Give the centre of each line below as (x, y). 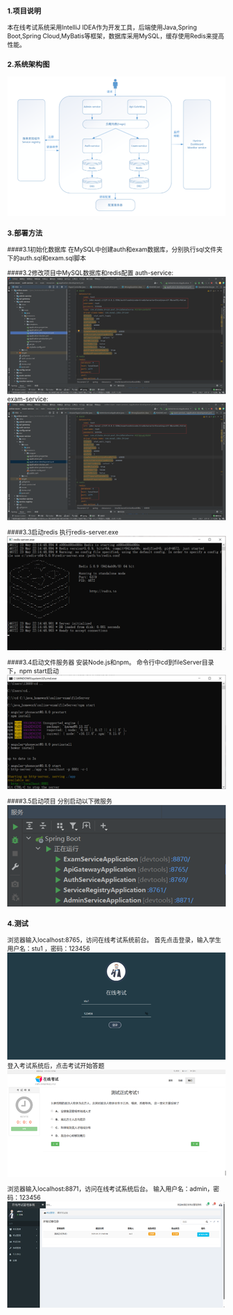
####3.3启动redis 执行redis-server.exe (63, 532)
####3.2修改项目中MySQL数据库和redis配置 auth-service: (90, 273)
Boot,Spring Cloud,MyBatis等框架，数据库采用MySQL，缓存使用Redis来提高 (116, 36)
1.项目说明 (24, 10)
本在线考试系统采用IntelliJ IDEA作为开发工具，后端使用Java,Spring (102, 27)
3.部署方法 (25, 232)
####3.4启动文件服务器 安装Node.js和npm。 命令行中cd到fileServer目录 (111, 662)
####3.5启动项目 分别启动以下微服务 (60, 801)
